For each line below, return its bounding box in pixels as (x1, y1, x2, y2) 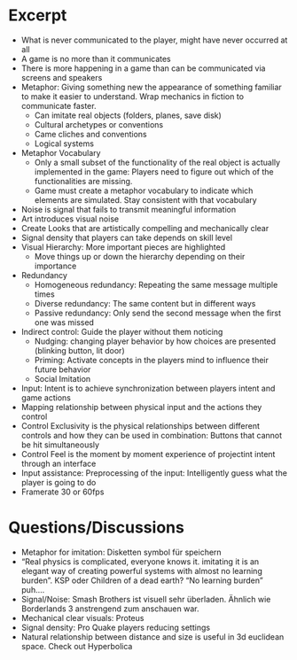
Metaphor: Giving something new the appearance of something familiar (20, 82, 283, 92)
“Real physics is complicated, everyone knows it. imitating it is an (20, 555, 260, 567)
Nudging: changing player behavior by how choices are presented (34, 336, 277, 346)
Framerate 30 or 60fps (20, 486, 105, 497)
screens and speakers (20, 72, 103, 82)
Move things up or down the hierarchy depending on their (34, 251, 246, 261)
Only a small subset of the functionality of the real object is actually (34, 157, 281, 167)
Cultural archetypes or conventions (34, 119, 164, 129)
